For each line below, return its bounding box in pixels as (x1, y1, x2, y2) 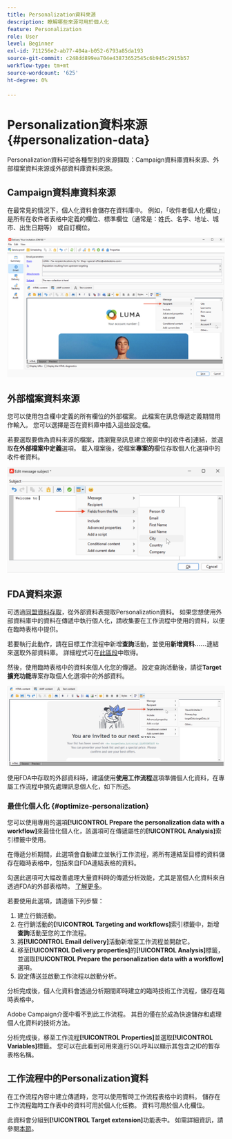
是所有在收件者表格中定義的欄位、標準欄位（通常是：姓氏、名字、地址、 (7, 215, 213, 223)
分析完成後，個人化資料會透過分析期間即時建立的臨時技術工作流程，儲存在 (7, 987, 219, 995)
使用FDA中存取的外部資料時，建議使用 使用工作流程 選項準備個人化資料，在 (7, 773, 219, 782)
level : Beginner (7, 40, 54, 48)
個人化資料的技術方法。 (7, 1019, 74, 1027)
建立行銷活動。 (17, 912, 60, 920)
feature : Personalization (7, 26, 81, 32)
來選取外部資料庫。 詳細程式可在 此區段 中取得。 (7, 648, 142, 657)
